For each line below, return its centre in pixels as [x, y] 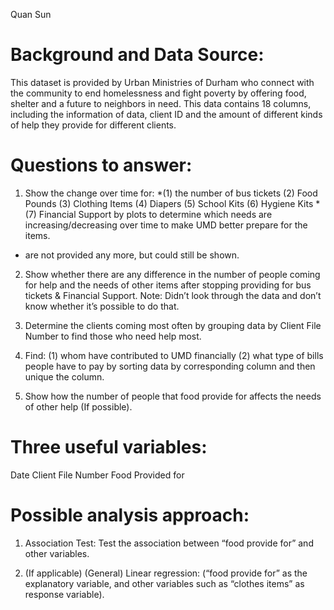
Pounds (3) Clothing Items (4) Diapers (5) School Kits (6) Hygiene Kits [169, 203]
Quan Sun [31, 14]
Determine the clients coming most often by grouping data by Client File [173, 325]
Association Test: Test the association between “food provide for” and [169, 543]
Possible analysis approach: [130, 515]
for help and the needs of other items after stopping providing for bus [168, 285]
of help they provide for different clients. [93, 125]
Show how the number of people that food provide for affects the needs [173, 396]
